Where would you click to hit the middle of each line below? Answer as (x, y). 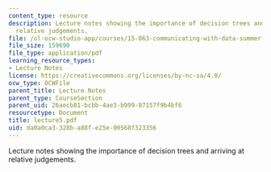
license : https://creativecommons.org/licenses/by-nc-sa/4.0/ (115, 76)
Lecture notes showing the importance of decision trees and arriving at (126, 150)
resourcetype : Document (48, 113)
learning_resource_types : (52, 61)
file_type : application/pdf (56, 53)
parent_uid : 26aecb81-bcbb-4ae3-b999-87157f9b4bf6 (95, 105)
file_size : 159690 (39, 46)
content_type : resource (48, 16)
